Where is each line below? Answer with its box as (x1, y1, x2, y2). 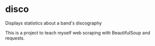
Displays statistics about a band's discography (5, 20, 102, 26)
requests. (5, 35, 25, 41)
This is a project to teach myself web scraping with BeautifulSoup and (5, 29, 150, 35)
